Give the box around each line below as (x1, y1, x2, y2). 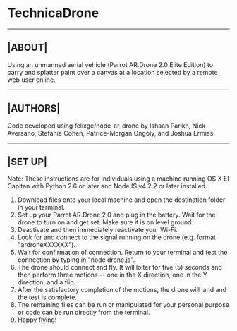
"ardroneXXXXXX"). (17, 241, 76, 249)
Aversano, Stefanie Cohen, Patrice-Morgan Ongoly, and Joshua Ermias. (7, 128, 215, 137)
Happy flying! (17, 315, 57, 324)
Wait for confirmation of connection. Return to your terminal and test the (17, 248, 228, 257)
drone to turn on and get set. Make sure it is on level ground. (17, 218, 194, 227)
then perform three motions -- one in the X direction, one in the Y (17, 270, 208, 279)
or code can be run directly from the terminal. (17, 308, 150, 317)
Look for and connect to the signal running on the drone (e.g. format (17, 233, 217, 241)
